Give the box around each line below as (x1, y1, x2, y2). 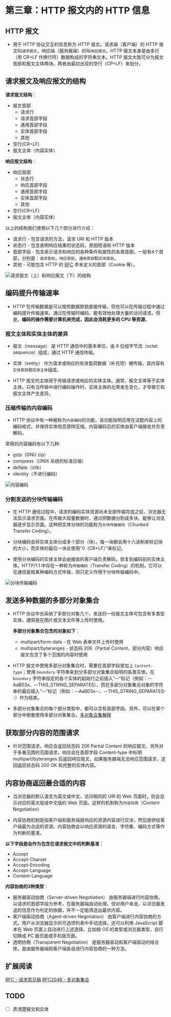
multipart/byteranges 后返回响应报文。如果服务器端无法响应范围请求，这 (12, 756, 166, 762)
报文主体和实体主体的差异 (5, 330, 68, 337)
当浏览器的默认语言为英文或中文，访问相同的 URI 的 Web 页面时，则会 (12, 793, 160, 799)
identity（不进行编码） (12, 471, 60, 477)
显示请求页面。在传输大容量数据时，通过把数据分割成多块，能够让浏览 (17, 515, 165, 521)
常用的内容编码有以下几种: (5, 441, 61, 447)
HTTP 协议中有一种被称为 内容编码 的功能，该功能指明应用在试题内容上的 (12, 417, 162, 423)
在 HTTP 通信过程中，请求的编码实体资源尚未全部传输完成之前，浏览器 (12, 508, 162, 514)
